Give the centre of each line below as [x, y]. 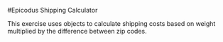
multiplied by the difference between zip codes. [77, 31]
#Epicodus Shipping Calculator [53, 10]
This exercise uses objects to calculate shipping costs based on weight [111, 23]
